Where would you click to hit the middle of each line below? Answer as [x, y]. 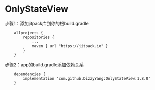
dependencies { [30, 74]
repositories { [39, 37]
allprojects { [29, 33]
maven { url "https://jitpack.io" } [70, 46]
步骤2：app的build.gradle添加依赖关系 [44, 64]
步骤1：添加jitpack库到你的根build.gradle [47, 23]
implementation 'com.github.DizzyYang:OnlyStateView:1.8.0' [87, 78]
